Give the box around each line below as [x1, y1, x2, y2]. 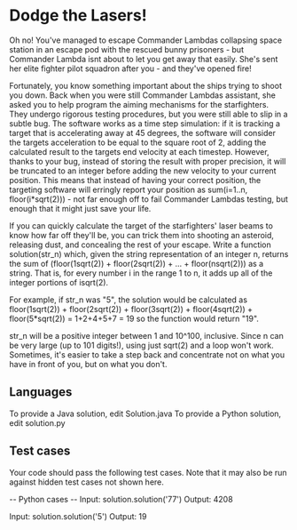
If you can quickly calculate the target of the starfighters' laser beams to [9, 220, 273, 231]
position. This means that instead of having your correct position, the [9, 174, 262, 185]
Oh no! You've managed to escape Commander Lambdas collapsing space [9, 35, 282, 45]
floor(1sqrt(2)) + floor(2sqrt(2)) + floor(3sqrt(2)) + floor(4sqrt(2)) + [9, 303, 254, 314]
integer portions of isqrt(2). [9, 277, 109, 287]
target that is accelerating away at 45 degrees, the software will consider [9, 127, 277, 138]
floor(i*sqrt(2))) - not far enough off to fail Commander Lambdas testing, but [9, 193, 288, 205]
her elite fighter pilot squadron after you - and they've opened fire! [9, 63, 252, 74]
